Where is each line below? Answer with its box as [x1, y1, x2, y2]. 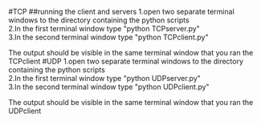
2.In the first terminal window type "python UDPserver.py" [8, 74, 201, 83]
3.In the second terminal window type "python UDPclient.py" [8, 82, 210, 91]
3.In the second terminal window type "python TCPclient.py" [8, 32, 209, 42]
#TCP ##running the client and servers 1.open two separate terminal [8, 7, 234, 16]
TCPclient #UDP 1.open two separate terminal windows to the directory [8, 56, 243, 66]
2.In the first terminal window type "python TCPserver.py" [8, 24, 201, 33]
